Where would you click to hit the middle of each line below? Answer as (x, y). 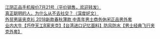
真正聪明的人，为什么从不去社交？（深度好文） (52, 13)
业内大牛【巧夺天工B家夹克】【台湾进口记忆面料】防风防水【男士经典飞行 (78, 25)
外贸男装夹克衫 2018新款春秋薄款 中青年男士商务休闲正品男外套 (69, 19)
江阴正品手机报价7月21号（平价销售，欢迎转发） (53, 7)
